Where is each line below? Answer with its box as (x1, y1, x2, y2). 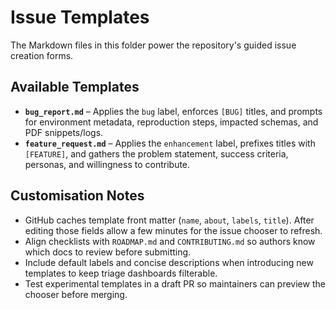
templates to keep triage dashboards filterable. (24, 267, 218, 279)
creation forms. (10, 49, 74, 61)
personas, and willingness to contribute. (24, 158, 191, 170)
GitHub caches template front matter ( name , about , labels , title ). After (24, 214, 315, 226)
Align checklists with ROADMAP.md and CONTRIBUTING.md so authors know (24, 235, 316, 247)
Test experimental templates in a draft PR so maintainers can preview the (24, 277, 326, 290)
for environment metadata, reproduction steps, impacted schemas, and (24, 116, 319, 128)
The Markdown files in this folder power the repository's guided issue (10, 39, 297, 51)
